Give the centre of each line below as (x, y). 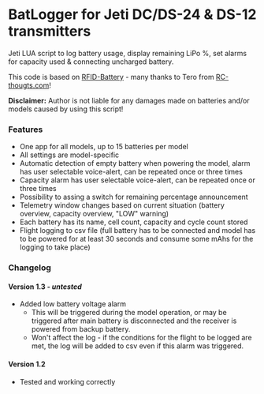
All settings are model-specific (69, 155)
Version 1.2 (27, 364)
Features (26, 129)
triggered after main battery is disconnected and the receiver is (134, 321)
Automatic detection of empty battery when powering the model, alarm (135, 163)
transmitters (50, 31)
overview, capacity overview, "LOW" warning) (94, 214)
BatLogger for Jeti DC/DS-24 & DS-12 (132, 15)
